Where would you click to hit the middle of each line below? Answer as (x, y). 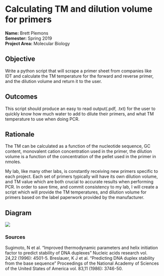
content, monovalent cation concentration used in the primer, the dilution (79, 151)
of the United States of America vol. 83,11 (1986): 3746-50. (64, 269)
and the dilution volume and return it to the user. (54, 81)
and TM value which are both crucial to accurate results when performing (79, 182)
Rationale (20, 134)
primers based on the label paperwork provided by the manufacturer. (75, 197)
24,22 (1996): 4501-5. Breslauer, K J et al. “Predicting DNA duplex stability (80, 258)
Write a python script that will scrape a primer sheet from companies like (78, 71)
